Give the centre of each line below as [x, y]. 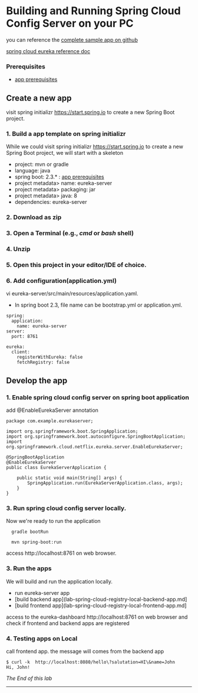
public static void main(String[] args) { [70, 478]
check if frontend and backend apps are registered [68, 623]
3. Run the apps [29, 568]
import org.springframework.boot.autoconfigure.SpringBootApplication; [96, 437]
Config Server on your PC [70, 23]
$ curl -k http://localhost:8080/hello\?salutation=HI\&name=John [91, 662]
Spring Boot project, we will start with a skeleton [65, 153]
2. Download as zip [34, 217]
